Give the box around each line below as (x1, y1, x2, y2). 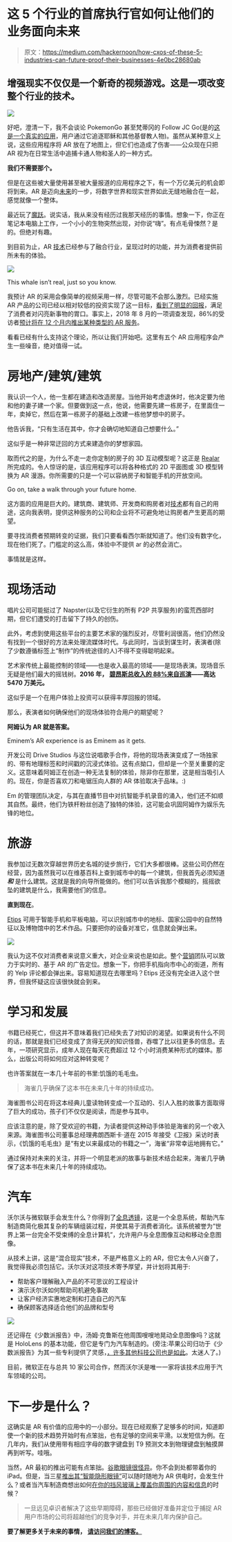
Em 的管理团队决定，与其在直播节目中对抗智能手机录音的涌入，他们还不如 (7, 791, 217, 799)
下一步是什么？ (7, 1399, 93, 1414)
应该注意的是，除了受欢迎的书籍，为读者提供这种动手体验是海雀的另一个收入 (7, 1122, 225, 1130)
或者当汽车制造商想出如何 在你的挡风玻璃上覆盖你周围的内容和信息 (19, 1480, 207, 1489)
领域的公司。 (12, 1372, 50, 1380)
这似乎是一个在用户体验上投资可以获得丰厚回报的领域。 (7, 693, 164, 701)
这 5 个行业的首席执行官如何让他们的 (7, 6, 214, 22)
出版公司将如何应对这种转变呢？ (19, 1054, 110, 1062)
